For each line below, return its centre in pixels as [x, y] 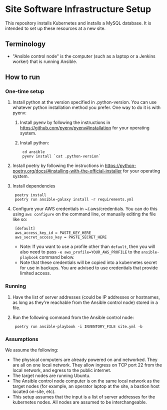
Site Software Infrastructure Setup [78, 9]
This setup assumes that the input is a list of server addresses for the [84, 397]
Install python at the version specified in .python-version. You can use [84, 102]
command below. [57, 257]
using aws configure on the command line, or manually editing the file [84, 214]
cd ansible [33, 152]
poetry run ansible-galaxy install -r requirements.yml [74, 199]
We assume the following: [32, 350]
